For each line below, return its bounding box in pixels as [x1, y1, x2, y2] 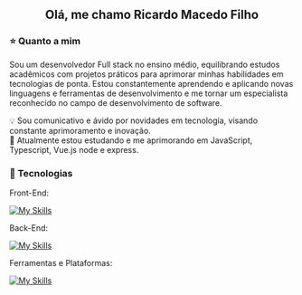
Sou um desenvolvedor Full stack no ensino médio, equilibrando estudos [9, 59, 280, 70]
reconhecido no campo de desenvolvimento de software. [9, 97, 223, 108]
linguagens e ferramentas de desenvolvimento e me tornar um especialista [9, 88, 288, 99]
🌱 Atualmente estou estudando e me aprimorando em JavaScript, [9, 135, 253, 146]
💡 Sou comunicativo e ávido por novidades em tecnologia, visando [9, 115, 259, 126]
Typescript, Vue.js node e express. [9, 144, 139, 155]
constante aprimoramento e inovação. [9, 125, 151, 136]
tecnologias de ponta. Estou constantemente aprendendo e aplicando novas [9, 78, 294, 89]
